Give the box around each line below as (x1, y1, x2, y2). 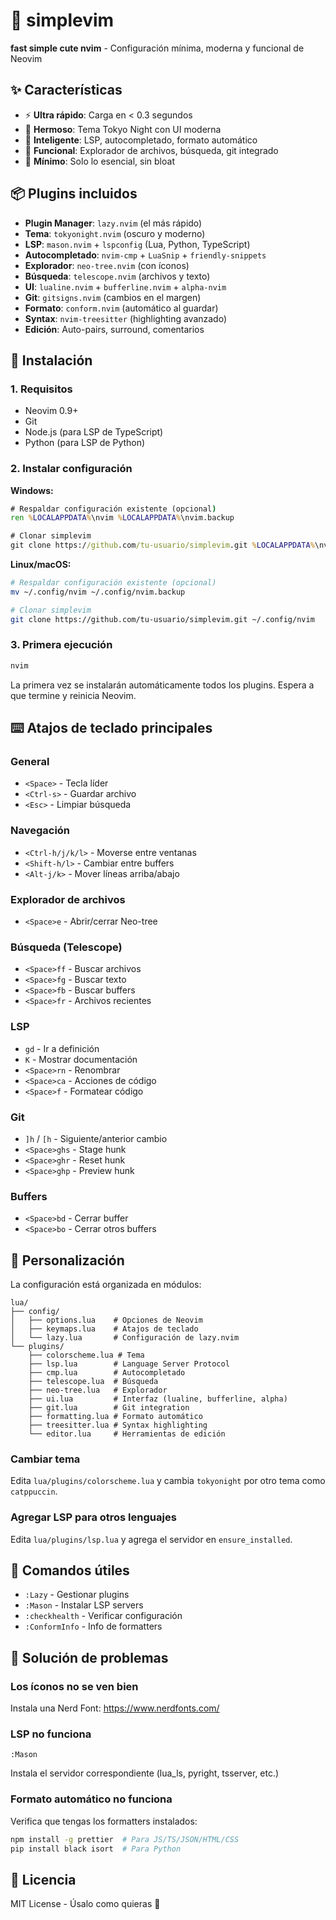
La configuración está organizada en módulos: (10, 1279, 202, 1290)
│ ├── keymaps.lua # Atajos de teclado (10, 1324, 199, 1334)
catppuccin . (10, 1485, 58, 1498)
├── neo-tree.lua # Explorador (28, 1385, 168, 1395)
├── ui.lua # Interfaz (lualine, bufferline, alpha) (28, 1394, 288, 1404)
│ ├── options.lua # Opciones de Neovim (10, 1315, 203, 1325)
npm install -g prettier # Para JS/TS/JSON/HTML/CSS (10, 1834, 240, 1844)
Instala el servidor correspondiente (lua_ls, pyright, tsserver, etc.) (10, 1767, 280, 1779)
